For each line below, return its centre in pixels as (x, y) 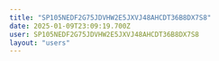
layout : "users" (40, 43)
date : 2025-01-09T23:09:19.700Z (70, 26)
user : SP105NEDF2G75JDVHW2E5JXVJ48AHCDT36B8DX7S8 (105, 34)
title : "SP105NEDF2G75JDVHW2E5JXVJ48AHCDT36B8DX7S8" (110, 17)
